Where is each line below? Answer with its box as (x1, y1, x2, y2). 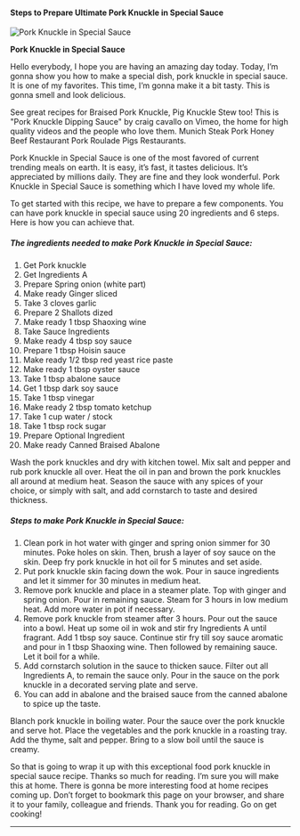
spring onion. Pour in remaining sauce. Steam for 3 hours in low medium (22, 595, 288, 605)
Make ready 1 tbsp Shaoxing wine (22, 317, 147, 328)
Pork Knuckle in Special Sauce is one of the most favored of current (10, 152, 259, 164)
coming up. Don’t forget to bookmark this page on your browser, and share (10, 790, 285, 800)
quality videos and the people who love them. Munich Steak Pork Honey (10, 126, 275, 137)
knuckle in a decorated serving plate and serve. (22, 679, 199, 690)
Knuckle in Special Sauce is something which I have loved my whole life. (10, 181, 275, 191)
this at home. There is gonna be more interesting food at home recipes (10, 780, 269, 791)
